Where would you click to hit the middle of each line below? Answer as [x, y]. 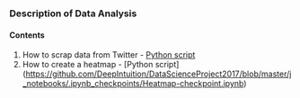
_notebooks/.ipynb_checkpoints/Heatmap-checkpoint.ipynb [133, 84]
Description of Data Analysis [73, 13]
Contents [27, 35]
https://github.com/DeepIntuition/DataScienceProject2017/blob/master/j [159, 74]
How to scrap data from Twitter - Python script [109, 55]
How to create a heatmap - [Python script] [101, 65]
